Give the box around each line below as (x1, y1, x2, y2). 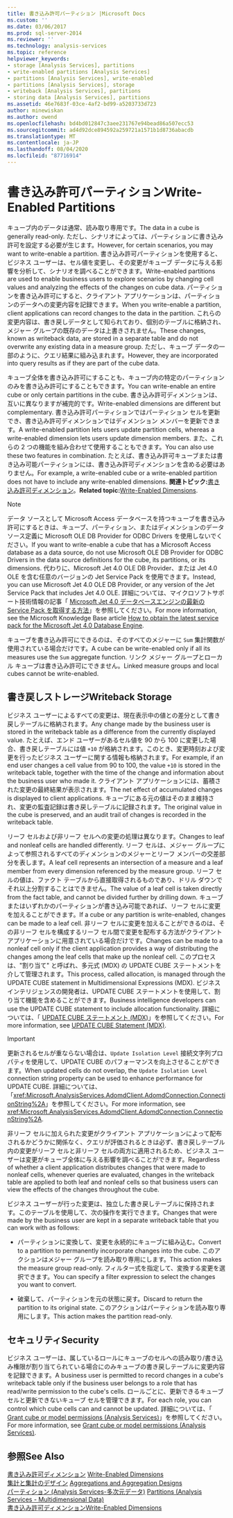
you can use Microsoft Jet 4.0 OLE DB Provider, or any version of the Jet (7, 580, 215, 588)
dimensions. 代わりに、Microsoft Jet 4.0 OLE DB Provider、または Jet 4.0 (7, 563, 218, 572)
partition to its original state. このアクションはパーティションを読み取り (17, 1303, 220, 1312)
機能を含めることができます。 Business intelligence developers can (25, 996, 216, 1004)
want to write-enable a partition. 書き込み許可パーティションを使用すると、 (7, 249, 222, 258)
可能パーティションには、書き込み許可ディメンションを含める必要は (25, 460, 220, 468)
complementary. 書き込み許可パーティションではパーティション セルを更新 (7, 408, 221, 416)
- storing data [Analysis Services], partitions (7, 94, 150, 101)
